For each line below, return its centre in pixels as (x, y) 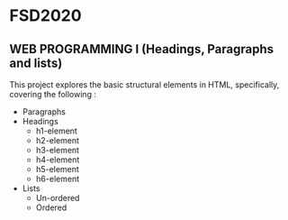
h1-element (57, 131)
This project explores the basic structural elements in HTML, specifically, (144, 85)
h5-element (57, 169)
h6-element (57, 179)
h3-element (57, 150)
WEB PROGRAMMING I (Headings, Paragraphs (142, 49)
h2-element (57, 140)
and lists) (36, 63)
